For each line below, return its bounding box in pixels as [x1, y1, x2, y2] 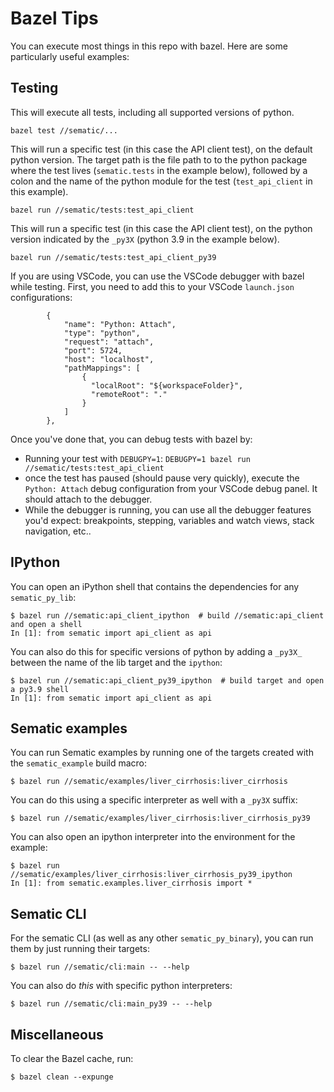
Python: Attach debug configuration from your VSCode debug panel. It [24, 482, 318, 494]
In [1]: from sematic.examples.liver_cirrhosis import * [10, 878, 253, 889]
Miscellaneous [10, 1026, 104, 1043]
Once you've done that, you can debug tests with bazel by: [10, 433, 253, 445]
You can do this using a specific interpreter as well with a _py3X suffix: [10, 794, 298, 806]
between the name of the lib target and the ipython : [10, 656, 223, 668]
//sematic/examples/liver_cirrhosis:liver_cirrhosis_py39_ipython [10, 870, 293, 880]
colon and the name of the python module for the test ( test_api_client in [10, 175, 313, 187]
